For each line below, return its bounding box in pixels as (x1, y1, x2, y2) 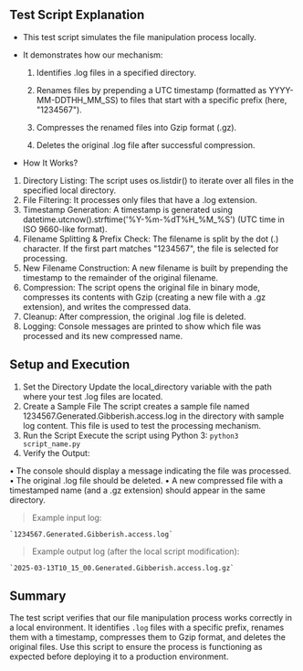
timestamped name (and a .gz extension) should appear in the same (9, 485, 266, 495)
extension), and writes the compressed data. (22, 301, 192, 312)
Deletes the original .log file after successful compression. (36, 139, 256, 150)
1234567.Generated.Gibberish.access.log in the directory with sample (22, 410, 285, 421)
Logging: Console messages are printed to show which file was (22, 320, 262, 332)
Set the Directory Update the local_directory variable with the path (22, 381, 272, 392)
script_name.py (22, 439, 81, 449)
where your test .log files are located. (22, 390, 163, 401)
